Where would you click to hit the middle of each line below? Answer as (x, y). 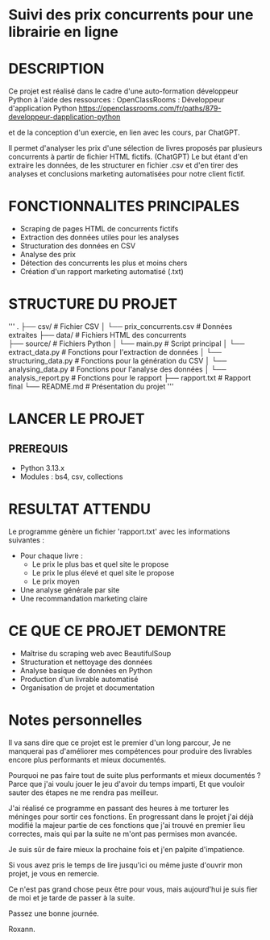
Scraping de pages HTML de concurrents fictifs (99, 229)
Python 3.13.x (42, 468)
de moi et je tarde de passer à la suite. (72, 897)
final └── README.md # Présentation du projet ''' (91, 386)
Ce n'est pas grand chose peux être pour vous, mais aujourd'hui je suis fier (133, 889)
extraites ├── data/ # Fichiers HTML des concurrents (98, 335)
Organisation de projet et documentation (87, 688)
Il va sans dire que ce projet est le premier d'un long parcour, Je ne (120, 742)
